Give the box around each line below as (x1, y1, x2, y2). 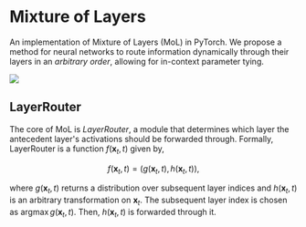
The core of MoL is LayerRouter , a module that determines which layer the (9, 123, 290, 134)
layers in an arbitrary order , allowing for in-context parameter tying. (9, 56, 265, 67)
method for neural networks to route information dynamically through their (9, 46, 290, 57)
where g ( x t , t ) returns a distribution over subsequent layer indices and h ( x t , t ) (9, 182, 298, 196)
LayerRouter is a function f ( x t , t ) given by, (9, 143, 164, 156)
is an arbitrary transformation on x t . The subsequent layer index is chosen (9, 194, 288, 207)
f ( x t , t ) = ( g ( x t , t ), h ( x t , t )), (107, 162, 200, 176)
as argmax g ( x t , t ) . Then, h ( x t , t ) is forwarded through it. (9, 206, 216, 220)
